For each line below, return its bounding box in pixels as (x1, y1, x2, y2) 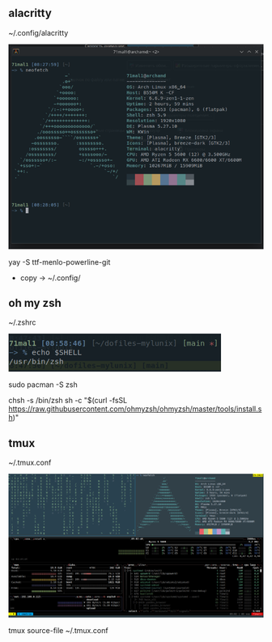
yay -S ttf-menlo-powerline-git (8, 257, 111, 266)
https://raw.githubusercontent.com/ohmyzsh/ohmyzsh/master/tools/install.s (8, 404, 262, 414)
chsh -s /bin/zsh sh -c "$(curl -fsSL (8, 396, 128, 406)
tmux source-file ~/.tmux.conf (8, 626, 108, 636)
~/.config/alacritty (8, 28, 69, 37)
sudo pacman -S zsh (8, 380, 79, 389)
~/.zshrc (8, 317, 36, 327)
